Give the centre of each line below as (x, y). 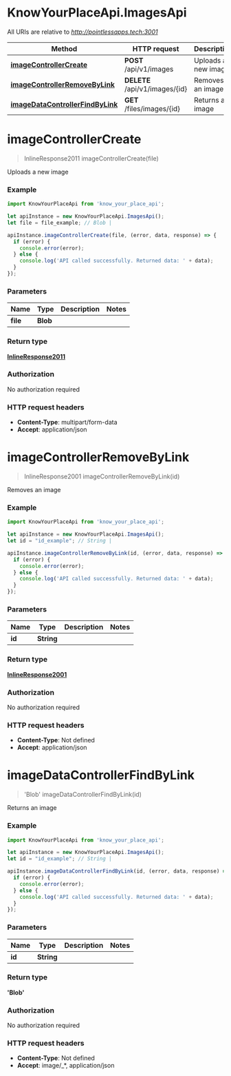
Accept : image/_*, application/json (66, 1066)
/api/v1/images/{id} (156, 89)
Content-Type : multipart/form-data (67, 423)
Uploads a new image (38, 172)
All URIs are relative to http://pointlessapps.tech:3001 (82, 32)
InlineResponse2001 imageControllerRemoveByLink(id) (102, 476)
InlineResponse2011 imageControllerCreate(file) (91, 158)
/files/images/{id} (152, 108)
